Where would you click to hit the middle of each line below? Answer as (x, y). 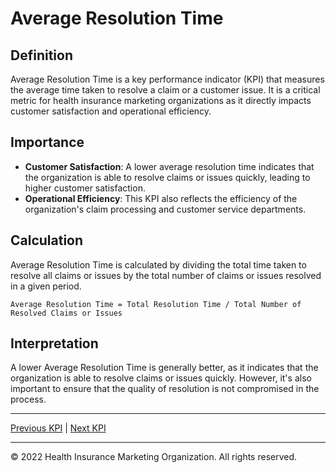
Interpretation (54, 343)
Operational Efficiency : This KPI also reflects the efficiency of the (161, 198)
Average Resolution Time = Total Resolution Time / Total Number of (156, 304)
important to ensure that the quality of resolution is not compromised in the (165, 389)
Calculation (47, 240)
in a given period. (46, 286)
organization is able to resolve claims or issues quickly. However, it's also (161, 378)
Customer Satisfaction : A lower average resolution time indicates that (169, 166)
